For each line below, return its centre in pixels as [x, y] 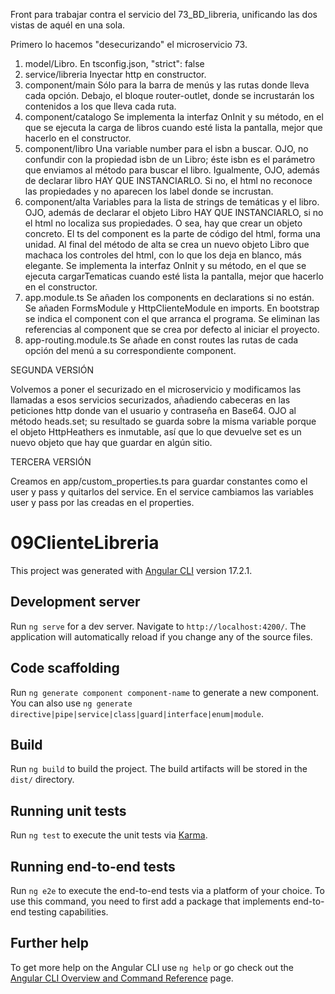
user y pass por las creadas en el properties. [102, 502]
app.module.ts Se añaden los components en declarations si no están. [169, 297]
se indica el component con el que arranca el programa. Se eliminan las [172, 318]
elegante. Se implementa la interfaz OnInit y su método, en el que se [165, 265]
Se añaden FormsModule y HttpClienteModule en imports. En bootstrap [172, 308]
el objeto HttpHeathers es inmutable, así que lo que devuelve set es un [156, 432]
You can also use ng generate [71, 703]
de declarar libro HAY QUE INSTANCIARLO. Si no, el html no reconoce [168, 180]
